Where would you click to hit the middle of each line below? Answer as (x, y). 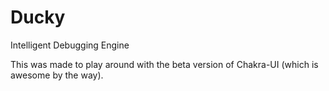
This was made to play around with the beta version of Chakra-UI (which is (164, 64)
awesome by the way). (57, 75)
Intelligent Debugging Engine (70, 45)
